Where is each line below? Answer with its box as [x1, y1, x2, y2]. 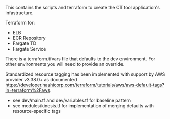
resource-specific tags [12, 108, 61, 114]
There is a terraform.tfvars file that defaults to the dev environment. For [5, 56, 156, 62]
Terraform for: [5, 20, 35, 26]
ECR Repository [12, 35, 46, 41]
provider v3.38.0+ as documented [5, 77, 77, 82]
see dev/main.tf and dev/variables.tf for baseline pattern [12, 97, 131, 103]
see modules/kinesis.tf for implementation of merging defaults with [12, 103, 154, 109]
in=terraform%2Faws [5, 87, 50, 93]
